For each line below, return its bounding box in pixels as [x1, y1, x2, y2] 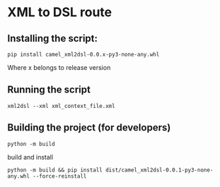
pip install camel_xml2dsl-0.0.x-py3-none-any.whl [7, 51, 160, 58]
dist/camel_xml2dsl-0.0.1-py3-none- [105, 167, 214, 174]
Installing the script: [7, 32, 98, 44]
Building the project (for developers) [7, 121, 171, 134]
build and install [7, 152, 54, 161]
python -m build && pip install [7, 167, 103, 174]
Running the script [7, 84, 91, 96]
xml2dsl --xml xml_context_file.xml [7, 102, 115, 109]
